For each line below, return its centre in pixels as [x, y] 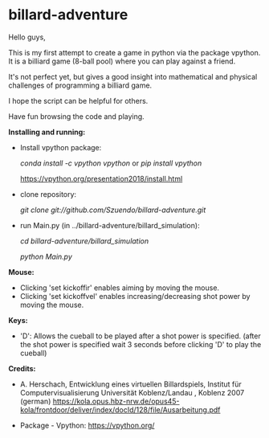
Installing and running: [47, 132]
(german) [35, 401]
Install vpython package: [61, 147]
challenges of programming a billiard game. [80, 85]
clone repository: [48, 194]
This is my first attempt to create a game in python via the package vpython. [134, 52]
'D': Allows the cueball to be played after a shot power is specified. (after [140, 336]
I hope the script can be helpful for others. [78, 100]
